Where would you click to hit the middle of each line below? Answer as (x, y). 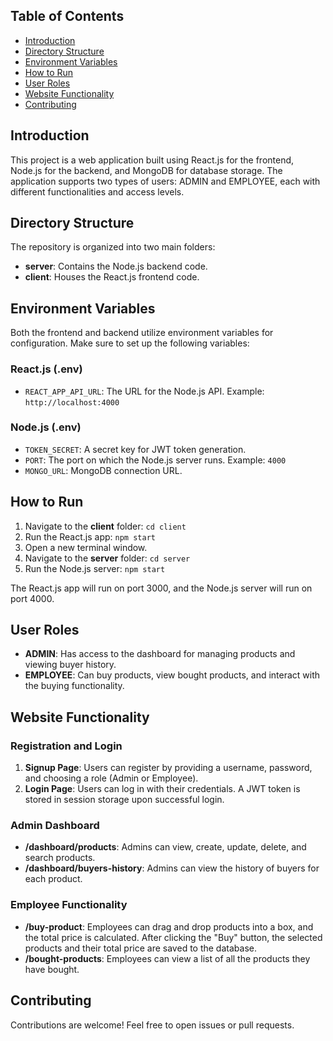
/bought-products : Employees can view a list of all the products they (167, 958)
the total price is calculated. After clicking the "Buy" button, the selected (173, 937)
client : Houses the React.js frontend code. (112, 277)
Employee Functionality (69, 905)
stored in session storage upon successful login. (124, 800)
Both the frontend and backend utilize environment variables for (142, 333)
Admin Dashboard (55, 826)
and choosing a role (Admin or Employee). (111, 778)
